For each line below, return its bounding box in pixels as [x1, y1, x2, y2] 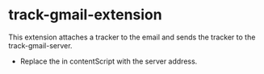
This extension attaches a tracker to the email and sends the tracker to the [8, 32, 256, 42]
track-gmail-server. [8, 40, 73, 50]
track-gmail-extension [8, 6, 163, 24]
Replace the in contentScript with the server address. [19, 56, 198, 66]
